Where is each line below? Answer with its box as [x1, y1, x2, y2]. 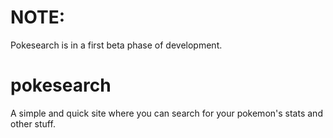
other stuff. [10, 117, 56, 130]
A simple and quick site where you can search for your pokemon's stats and [10, 107, 323, 119]
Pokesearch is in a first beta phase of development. [10, 39, 223, 51]
